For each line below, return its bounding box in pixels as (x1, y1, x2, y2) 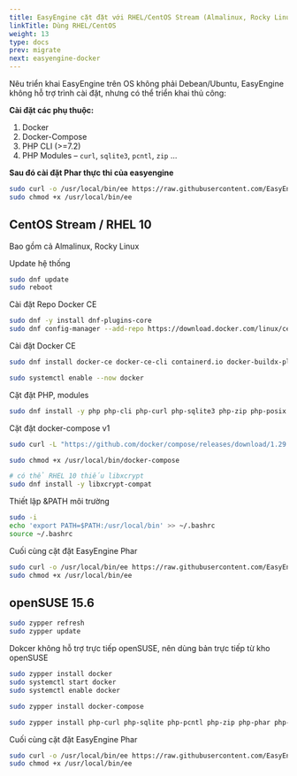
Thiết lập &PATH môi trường (9, 496, 110, 507)
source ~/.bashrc (9, 529, 73, 538)
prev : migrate (9, 46, 62, 55)
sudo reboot (9, 283, 53, 292)
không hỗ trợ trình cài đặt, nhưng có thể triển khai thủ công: (9, 88, 227, 98)
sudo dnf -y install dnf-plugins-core (9, 316, 152, 326)
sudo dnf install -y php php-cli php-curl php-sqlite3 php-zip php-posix (9, 406, 287, 416)
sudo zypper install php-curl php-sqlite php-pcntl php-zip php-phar (9, 718, 271, 726)
